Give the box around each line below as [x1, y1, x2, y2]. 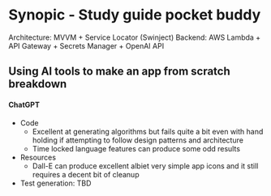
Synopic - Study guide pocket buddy [8, 6, 261, 24]
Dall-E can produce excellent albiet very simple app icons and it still [32, 160, 259, 171]
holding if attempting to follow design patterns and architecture [32, 135, 243, 145]
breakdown [8, 77, 67, 91]
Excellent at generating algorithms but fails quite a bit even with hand [32, 126, 264, 136]
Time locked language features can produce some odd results [32, 143, 241, 153]
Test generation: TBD [19, 178, 92, 188]
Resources [19, 152, 57, 162]
